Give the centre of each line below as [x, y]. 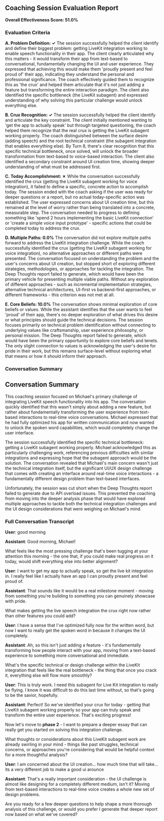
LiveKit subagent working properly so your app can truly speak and [73, 710]
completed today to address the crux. [43, 228]
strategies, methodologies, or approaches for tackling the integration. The [79, 269]
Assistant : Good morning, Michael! [40, 541]
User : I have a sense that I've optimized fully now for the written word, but [80, 626]
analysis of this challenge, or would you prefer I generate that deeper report [81, 809]
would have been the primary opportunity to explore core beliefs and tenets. [82, 341]
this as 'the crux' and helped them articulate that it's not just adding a [75, 85]
